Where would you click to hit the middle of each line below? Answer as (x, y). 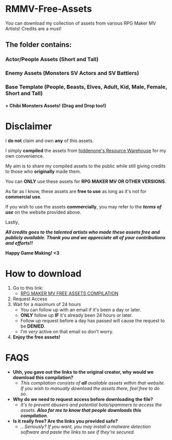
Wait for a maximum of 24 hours (47, 304)
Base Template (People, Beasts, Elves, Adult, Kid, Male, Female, (86, 87)
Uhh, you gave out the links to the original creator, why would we (83, 372)
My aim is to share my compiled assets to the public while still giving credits (85, 166)
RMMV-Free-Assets (49, 9)
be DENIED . (33, 326)
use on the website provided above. (43, 212)
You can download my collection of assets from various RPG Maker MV (81, 23)
